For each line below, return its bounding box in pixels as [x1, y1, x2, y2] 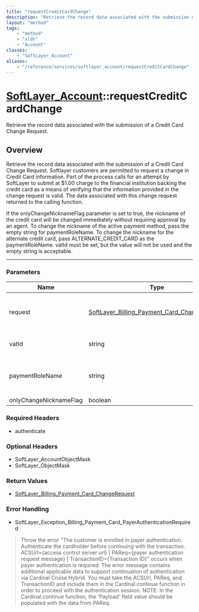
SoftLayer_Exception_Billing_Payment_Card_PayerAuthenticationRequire [14, 518, 191, 526]
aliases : [6, 58, 28, 64]
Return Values [6, 476, 48, 485]
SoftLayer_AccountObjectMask [14, 456, 91, 463]
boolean [88, 396, 111, 405]
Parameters [6, 268, 40, 276]
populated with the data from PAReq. [20, 599, 111, 606]
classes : [6, 47, 28, 53]
